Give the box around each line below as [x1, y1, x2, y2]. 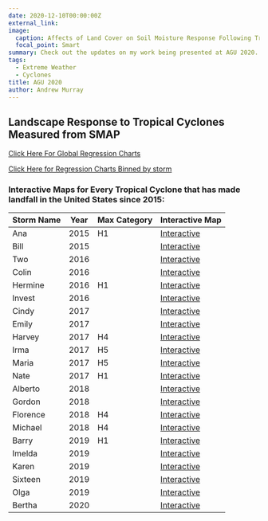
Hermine [12, 280, 45, 291]
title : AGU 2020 [8, 78, 62, 86]
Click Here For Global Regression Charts [8, 149, 141, 159]
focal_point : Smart [15, 41, 81, 49]
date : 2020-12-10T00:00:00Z [8, 11, 102, 20]
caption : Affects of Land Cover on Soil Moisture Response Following [15, 33, 251, 42]
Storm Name [12, 214, 61, 225]
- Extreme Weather [15, 64, 77, 72]
